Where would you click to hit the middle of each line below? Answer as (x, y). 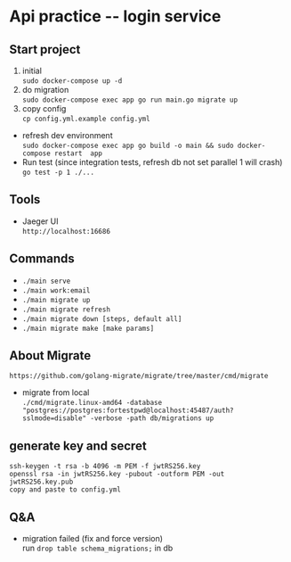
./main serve (46, 281)
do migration (45, 90)
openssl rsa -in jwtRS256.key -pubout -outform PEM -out (117, 475)
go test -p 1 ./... (58, 172)
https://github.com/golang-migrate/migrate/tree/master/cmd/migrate (139, 376)
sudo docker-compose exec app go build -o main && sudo (128, 145)
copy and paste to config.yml (65, 490)
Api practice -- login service (115, 17)
